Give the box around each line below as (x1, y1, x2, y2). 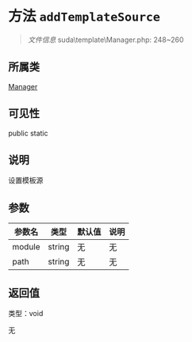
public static (8, 128, 49, 138)
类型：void (8, 309, 44, 317)
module (12, 241, 41, 253)
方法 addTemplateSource (8, 7, 161, 25)
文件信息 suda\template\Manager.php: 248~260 (27, 35, 184, 44)
